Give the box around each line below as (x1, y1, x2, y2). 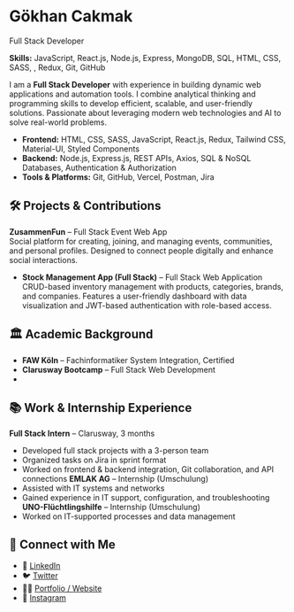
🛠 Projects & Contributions (9, 198, 162, 213)
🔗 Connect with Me (9, 537, 117, 552)
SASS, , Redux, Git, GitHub (9, 62, 106, 73)
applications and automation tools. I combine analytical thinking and (9, 89, 256, 99)
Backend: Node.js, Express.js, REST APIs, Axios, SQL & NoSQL (21, 152, 252, 163)
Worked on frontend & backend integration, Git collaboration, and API (21, 464, 275, 475)
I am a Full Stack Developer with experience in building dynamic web (9, 79, 262, 89)
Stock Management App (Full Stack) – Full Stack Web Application (21, 272, 263, 283)
